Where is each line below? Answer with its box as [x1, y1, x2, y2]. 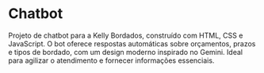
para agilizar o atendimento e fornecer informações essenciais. [8, 56, 215, 65]
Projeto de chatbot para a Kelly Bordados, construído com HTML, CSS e [8, 31, 243, 40]
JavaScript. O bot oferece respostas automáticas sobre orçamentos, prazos [8, 38, 256, 48]
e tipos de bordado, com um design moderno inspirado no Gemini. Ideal [8, 47, 243, 57]
